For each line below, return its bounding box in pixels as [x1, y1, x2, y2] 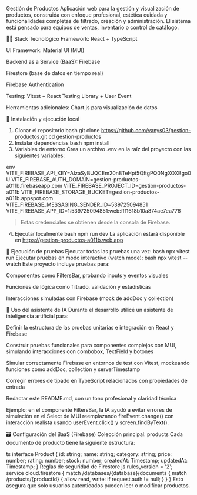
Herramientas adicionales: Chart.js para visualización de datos [6, 104, 158, 111]
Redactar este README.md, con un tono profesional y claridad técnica [6, 395, 177, 402]
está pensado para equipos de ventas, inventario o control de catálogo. [6, 24, 179, 31]
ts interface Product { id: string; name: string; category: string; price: [6, 451, 172, 457]
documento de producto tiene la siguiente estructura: [6, 439, 135, 446]
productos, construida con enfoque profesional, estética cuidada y [6, 11, 168, 18]
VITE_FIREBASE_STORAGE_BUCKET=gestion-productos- [21, 188, 160, 196]
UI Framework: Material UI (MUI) [6, 47, 85, 54]
